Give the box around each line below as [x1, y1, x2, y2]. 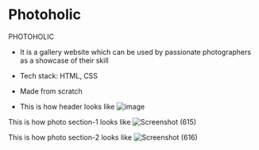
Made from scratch [19, 86, 83, 96]
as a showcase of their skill [19, 56, 109, 65]
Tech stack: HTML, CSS [19, 71, 98, 80]
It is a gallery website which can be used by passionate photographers [19, 47, 252, 56]
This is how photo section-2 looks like [8, 133, 133, 142]
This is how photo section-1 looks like [8, 117, 131, 126]
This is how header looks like [19, 102, 115, 111]
